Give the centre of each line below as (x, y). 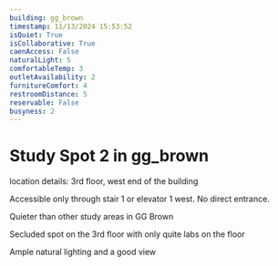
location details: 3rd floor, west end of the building (104, 181)
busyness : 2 (32, 111)
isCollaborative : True (52, 43)
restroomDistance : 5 (49, 94)
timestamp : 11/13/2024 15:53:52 (71, 26)
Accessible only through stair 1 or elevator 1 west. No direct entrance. (140, 199)
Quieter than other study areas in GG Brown (92, 217)
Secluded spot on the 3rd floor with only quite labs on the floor (127, 234)
